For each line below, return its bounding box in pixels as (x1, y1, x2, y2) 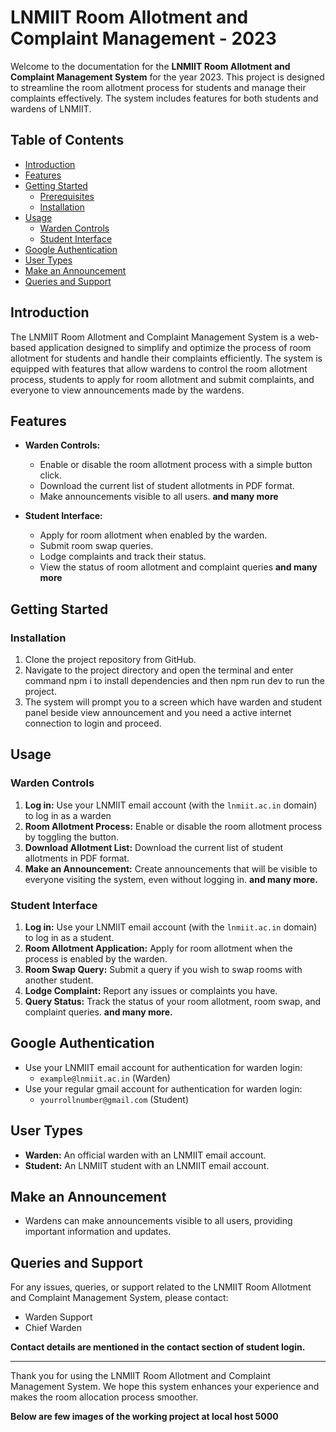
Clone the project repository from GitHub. (24, 654, 197, 666)
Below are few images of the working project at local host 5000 (10, 1411, 279, 1423)
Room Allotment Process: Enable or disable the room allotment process (24, 820, 323, 832)
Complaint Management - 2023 (10, 27, 277, 50)
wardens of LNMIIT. (10, 102, 92, 115)
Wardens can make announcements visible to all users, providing (24, 1215, 293, 1227)
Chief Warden (24, 1322, 82, 1334)
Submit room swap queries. (39, 540, 154, 552)
